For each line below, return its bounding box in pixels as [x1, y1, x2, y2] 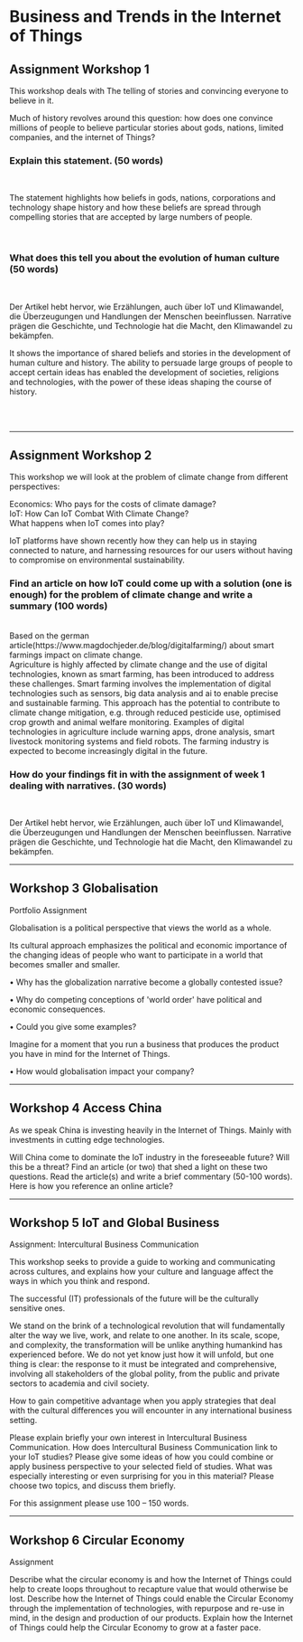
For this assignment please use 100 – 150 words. [9, 1498, 189, 1509]
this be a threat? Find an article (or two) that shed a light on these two [9, 1161, 268, 1172]
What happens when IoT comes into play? [9, 518, 165, 529]
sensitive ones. [9, 1303, 66, 1314]
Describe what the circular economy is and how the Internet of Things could [9, 1574, 292, 1585]
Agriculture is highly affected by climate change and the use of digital [9, 658, 268, 670]
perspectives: [9, 481, 60, 492]
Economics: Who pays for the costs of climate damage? [9, 499, 216, 510]
